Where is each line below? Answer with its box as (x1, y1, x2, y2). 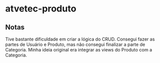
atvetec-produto (5, 3, 77, 14)
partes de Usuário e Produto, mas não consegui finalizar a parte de (5, 41, 145, 47)
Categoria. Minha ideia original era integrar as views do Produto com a (5, 47, 152, 52)
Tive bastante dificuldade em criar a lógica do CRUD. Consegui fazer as (5, 36, 155, 42)
